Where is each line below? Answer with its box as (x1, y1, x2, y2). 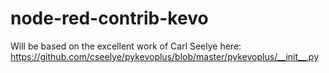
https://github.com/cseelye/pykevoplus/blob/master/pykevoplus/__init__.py (10, 50, 320, 62)
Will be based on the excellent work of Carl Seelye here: (10, 40, 242, 52)
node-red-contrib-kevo (10, 7, 209, 30)
